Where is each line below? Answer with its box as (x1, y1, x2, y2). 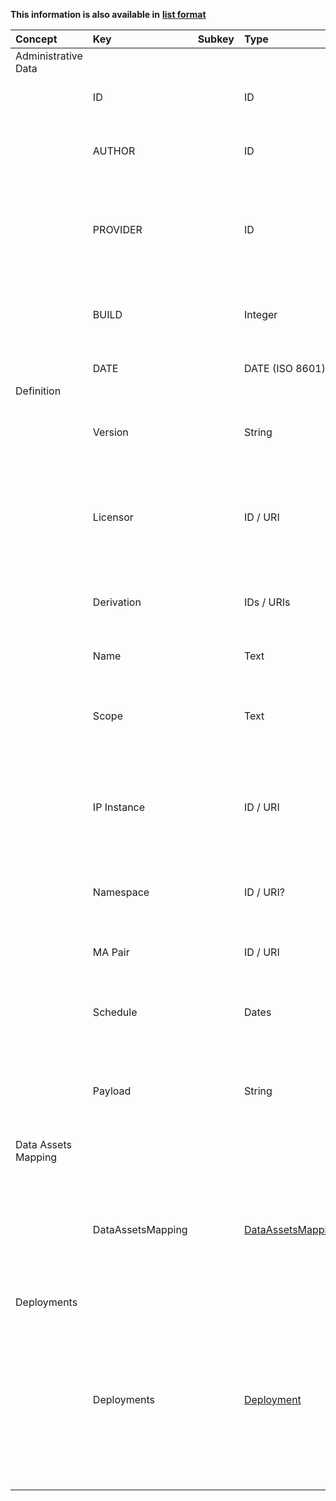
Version (92, 425, 129, 439)
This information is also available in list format (10, 9, 207, 20)
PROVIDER (92, 223, 143, 236)
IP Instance (92, 800, 146, 814)
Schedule (92, 1005, 138, 1019)
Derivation (92, 595, 142, 609)
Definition (15, 384, 62, 398)
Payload (92, 1084, 132, 1098)
